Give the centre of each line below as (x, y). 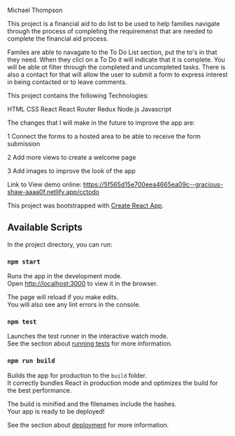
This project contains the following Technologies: (78, 95)
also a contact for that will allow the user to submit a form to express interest (117, 74)
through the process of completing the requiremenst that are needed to (110, 31)
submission (24, 144)
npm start (24, 261)
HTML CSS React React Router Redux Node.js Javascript (89, 109)
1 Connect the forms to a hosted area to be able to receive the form (104, 136)
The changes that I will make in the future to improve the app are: (101, 123)
